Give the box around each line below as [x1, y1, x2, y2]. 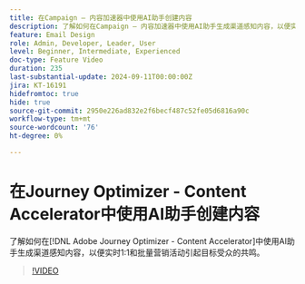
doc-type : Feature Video [9, 55, 103, 64]
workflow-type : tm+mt [9, 114, 92, 123]
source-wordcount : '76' [9, 123, 100, 132]
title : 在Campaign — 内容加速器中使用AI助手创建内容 [9, 13, 192, 23]
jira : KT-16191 [9, 81, 67, 90]
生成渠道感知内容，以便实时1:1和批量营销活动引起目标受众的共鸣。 [16, 247, 265, 258]
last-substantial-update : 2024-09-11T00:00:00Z [9, 73, 193, 82]
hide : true [9, 97, 51, 107]
